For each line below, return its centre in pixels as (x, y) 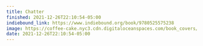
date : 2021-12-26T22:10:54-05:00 (48, 34)
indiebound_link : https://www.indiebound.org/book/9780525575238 (90, 23)
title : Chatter (25, 12)
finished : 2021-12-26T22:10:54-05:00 (54, 17)
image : (14, 28)
